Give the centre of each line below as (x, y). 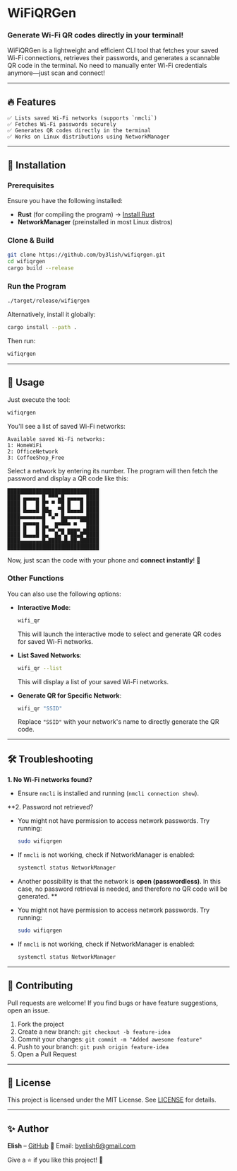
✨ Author (28, 1129)
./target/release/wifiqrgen (49, 301)
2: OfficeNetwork (33, 451)
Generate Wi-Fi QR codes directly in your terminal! (96, 35)
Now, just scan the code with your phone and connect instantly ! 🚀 (104, 560)
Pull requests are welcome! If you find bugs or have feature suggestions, (113, 1003)
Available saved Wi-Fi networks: (56, 439)
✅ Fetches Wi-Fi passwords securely (62, 125)
